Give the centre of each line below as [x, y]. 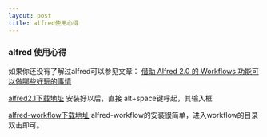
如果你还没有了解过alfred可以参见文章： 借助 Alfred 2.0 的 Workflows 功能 [130, 71]
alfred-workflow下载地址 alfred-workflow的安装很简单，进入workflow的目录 [133, 115]
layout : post [30, 16]
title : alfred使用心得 [44, 23]
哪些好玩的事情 [47, 81]
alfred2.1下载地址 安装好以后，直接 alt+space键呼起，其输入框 [111, 98]
